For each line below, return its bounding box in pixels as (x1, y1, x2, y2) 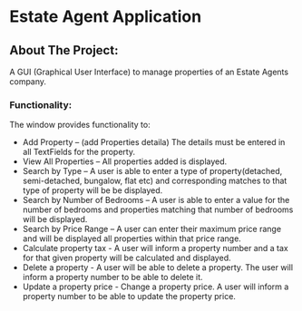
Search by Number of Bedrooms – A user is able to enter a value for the (22, 195, 290, 206)
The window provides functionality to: (9, 120, 151, 131)
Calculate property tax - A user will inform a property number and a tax (22, 243, 288, 254)
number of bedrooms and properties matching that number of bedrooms (22, 204, 294, 215)
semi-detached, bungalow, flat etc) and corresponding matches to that (22, 175, 287, 187)
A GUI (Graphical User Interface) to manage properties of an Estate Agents (9, 66, 288, 77)
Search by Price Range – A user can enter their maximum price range (22, 224, 282, 235)
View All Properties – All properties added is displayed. (22, 156, 228, 167)
